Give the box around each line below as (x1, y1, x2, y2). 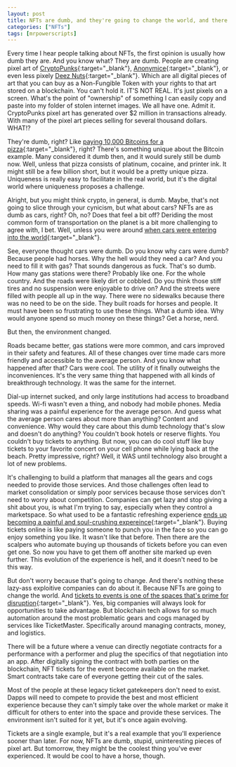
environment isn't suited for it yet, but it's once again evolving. (7, 716, 188, 724)
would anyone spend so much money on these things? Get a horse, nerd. (7, 314, 219, 323)
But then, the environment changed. (7, 328, 112, 336)
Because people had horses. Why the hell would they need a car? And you (7, 254, 223, 263)
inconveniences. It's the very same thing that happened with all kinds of (7, 371, 216, 380)
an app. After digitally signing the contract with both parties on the (7, 657, 199, 666)
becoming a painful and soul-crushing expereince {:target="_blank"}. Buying (7, 518, 228, 527)
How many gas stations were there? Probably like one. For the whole (7, 269, 206, 278)
